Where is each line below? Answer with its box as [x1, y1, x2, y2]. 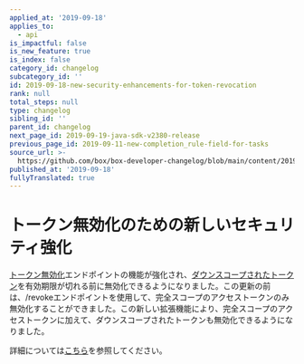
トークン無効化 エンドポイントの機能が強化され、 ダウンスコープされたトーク [9, 269, 295, 281]
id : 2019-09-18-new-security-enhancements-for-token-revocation [9, 81, 257, 90]
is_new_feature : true [9, 47, 91, 56]
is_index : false [9, 55, 71, 64]
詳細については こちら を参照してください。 [9, 345, 167, 356]
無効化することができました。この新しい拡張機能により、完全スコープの [9, 303, 279, 314]
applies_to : [9, 22, 54, 31]
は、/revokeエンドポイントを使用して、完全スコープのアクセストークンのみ [9, 292, 290, 303]
